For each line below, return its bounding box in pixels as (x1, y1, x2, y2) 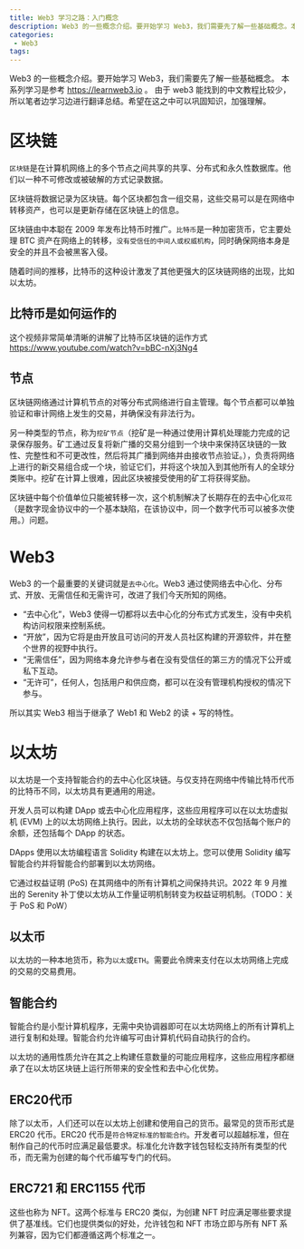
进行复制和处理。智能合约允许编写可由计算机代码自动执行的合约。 (9, 1032, 255, 1043)
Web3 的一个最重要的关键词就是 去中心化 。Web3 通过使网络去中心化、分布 (9, 578, 283, 589)
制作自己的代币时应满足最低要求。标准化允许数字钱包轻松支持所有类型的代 (9, 1140, 287, 1151)
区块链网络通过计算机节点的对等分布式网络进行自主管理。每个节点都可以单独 (9, 396, 295, 407)
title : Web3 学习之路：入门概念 (9, 13, 119, 23)
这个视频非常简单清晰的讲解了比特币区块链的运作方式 (9, 332, 208, 343)
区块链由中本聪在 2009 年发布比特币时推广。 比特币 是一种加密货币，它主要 (9, 224, 284, 235)
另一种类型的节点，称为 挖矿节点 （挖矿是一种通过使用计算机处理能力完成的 (9, 427, 282, 438)
